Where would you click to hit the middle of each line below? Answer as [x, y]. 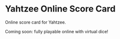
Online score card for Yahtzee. [36, 22]
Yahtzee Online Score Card [60, 9]
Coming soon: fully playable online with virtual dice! [57, 31]
